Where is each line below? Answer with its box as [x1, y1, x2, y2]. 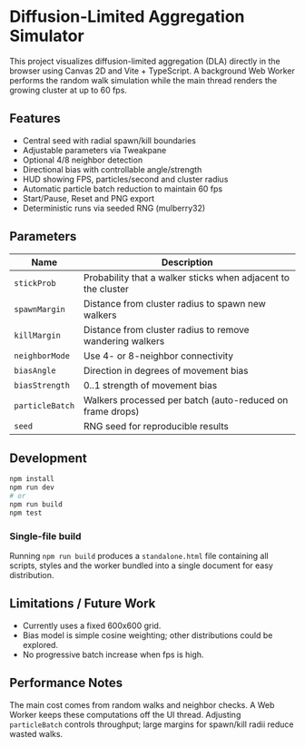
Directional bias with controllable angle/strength [22, 163, 202, 174]
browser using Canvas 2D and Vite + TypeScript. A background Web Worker [9, 65, 295, 76]
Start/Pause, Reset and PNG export [22, 192, 155, 203]
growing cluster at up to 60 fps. [9, 84, 127, 95]
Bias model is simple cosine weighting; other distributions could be [22, 629, 273, 641]
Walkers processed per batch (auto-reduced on [83, 393, 289, 406]
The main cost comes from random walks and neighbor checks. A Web [9, 699, 275, 710]
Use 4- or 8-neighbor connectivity [83, 349, 234, 362]
